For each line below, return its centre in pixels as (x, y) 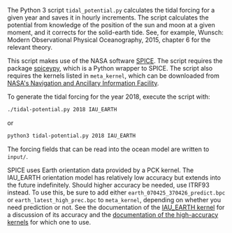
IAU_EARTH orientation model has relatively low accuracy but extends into (114, 177)
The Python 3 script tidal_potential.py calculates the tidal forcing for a (111, 10)
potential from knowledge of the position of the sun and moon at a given (111, 25)
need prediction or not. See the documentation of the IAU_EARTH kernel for (116, 207)
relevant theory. (30, 47)
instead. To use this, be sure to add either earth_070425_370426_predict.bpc (116, 192)
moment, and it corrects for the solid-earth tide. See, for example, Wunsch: (115, 32)
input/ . (17, 156)
